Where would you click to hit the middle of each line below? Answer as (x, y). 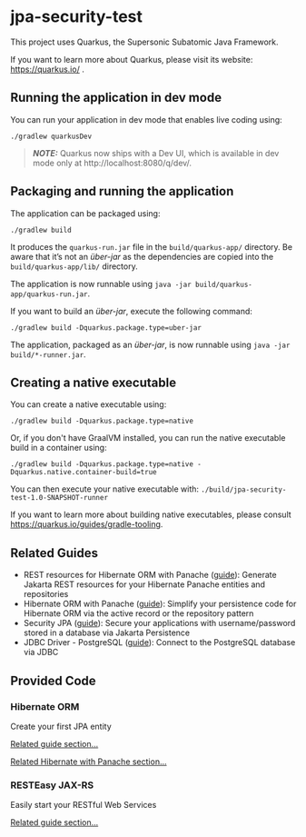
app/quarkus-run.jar (49, 294)
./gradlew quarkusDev (51, 136)
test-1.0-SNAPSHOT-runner (59, 498)
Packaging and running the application (122, 191)
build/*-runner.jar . (48, 354)
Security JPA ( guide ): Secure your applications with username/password (159, 623)
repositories (46, 594)
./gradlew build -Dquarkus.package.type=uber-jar (106, 328)
